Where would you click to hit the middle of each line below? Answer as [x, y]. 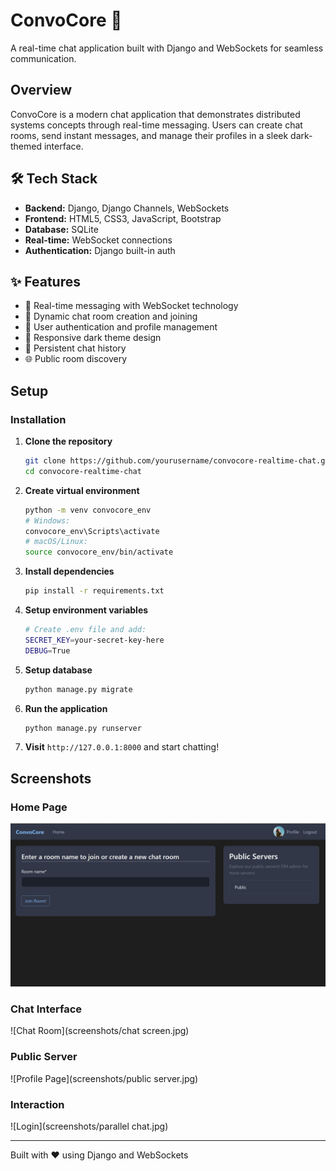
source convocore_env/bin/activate [99, 552]
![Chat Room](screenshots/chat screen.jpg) [100, 1031]
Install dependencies [69, 571]
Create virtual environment [82, 490]
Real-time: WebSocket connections [98, 240]
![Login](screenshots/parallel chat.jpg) [89, 1126]
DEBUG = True [47, 650]
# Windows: [47, 520]
